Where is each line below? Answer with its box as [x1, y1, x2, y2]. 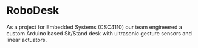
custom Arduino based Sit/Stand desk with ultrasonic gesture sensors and [6, 29, 193, 37]
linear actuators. [6, 36, 47, 43]
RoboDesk [6, 4, 60, 17]
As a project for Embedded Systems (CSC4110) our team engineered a [6, 23, 182, 31]
